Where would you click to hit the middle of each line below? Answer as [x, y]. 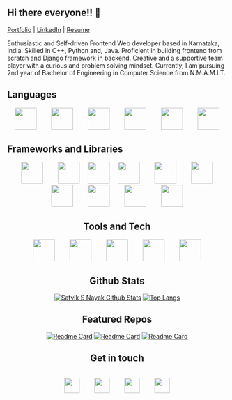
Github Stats [117, 280]
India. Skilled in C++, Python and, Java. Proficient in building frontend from [115, 50]
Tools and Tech [117, 226]
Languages [32, 95]
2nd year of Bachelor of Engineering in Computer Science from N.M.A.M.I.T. [117, 72]
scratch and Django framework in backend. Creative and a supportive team [115, 58]
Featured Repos [117, 320]
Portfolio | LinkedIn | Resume [49, 29]
